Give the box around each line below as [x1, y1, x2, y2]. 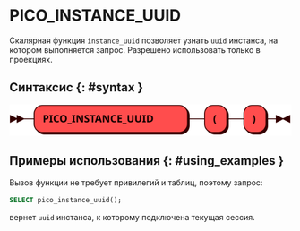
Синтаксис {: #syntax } [9, 80, 143, 95]
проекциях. [9, 54, 54, 64]
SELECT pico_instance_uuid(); [9, 195, 123, 204]
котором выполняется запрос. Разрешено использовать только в [9, 44, 261, 55]
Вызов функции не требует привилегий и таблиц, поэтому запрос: [9, 176, 263, 188]
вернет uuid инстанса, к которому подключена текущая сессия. [9, 211, 255, 222]
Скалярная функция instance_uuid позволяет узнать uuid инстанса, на [9, 35, 279, 46]
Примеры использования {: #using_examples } [9, 153, 285, 168]
